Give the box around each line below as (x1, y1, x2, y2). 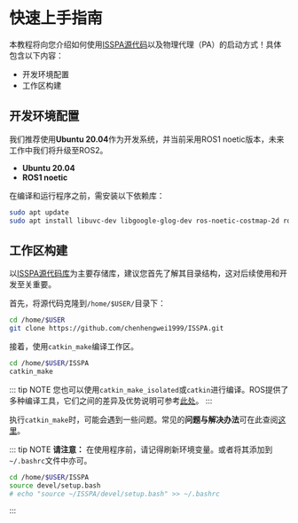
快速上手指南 (9, 8, 104, 28)
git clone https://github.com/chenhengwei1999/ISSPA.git (9, 324, 224, 333)
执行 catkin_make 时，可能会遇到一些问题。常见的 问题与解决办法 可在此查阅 (9, 414, 278, 425)
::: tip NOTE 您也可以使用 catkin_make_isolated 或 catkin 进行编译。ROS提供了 (9, 384, 289, 394)
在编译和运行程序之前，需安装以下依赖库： (9, 190, 165, 200)
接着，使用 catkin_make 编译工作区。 (9, 341, 139, 352)
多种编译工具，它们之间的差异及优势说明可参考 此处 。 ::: (9, 395, 213, 406)
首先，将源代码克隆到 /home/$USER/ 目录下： (9, 298, 166, 308)
